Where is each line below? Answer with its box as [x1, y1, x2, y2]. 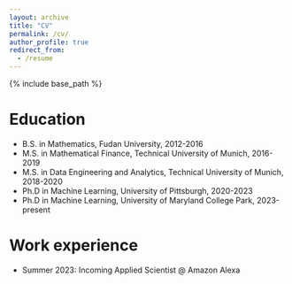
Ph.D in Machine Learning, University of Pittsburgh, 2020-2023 [21, 185, 254, 196]
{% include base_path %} [9, 79, 103, 88]
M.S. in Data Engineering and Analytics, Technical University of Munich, [21, 166, 284, 177]
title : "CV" [9, 21, 53, 30]
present [21, 204, 50, 215]
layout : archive [9, 12, 69, 22]
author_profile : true [9, 37, 89, 47]
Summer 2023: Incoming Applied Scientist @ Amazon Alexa [21, 265, 241, 275]
